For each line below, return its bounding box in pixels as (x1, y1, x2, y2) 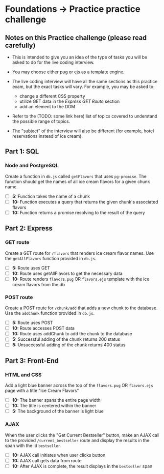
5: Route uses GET (12, 265, 50, 271)
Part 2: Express (5, 224, 53, 233)
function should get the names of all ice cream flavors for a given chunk (5, 178, 150, 184)
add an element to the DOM (19, 104, 75, 109)
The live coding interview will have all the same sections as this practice (12, 79, 158, 84)
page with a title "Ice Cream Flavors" (5, 387, 79, 394)
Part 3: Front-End (5, 356, 59, 365)
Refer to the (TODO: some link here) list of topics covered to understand (12, 113, 158, 119)
